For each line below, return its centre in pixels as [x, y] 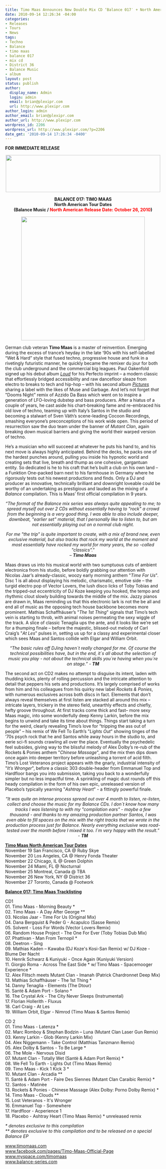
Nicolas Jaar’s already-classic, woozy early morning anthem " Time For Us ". [82, 576]
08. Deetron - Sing [24, 944]
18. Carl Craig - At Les [27, 1007]
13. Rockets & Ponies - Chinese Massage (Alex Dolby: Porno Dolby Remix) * [82, 1090]
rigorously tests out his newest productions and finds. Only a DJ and [75, 478]
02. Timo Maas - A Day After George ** [45, 912]
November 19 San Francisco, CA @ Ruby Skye [52, 850]
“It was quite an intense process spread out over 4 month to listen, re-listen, [83, 799]
